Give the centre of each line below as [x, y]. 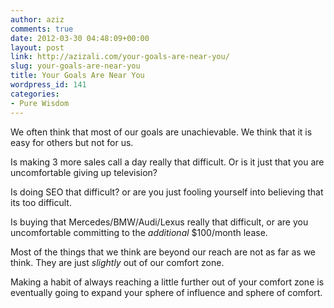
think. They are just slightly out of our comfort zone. [117, 262]
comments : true [42, 29]
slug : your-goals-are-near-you [75, 66]
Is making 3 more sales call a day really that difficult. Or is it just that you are [167, 162]
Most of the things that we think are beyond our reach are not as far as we [163, 252]
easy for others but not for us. [72, 142]
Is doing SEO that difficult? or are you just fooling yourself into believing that [167, 192]
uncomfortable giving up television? [84, 172]
